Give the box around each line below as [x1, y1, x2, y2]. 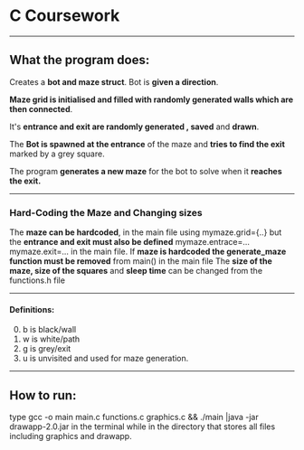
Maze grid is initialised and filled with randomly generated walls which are [9, 94, 294, 105]
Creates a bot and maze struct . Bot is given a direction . [9, 76, 219, 87]
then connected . [9, 103, 73, 114]
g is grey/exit [22, 343, 71, 354]
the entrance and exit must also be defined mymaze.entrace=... [9, 237, 251, 248]
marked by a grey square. [9, 148, 106, 159]
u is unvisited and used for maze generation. [22, 353, 189, 364]
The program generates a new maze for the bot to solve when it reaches [9, 165, 282, 176]
